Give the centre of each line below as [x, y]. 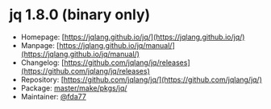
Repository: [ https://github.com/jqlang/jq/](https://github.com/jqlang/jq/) [142, 79]
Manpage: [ [40, 45]
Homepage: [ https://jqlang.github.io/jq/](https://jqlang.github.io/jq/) [133, 37]
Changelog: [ [42, 63]
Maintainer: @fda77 [54, 96]
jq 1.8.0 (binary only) [80, 15]
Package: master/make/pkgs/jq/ [74, 88]
